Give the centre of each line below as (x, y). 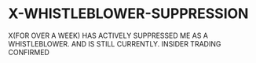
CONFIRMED (29, 52)
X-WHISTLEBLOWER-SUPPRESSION (128, 14)
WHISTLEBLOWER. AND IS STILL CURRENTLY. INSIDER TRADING (115, 43)
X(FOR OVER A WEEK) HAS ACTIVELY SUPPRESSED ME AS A (108, 35)
